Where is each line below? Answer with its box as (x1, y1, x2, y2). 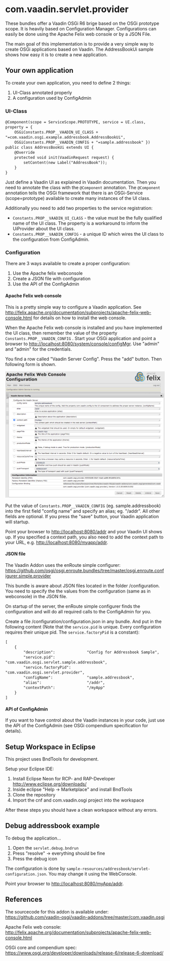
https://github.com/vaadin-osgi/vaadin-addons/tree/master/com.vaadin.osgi (5, 914, 165, 920)
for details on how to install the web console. (33, 315, 126, 321)
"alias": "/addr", (23, 680, 105, 685)
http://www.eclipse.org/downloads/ (12, 781, 87, 787)
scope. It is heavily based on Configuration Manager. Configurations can (5, 25, 157, 31)
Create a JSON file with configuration (12, 276, 91, 282)
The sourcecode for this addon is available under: (5, 908, 109, 914)
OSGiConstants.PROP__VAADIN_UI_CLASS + (14, 130, 99, 135)
